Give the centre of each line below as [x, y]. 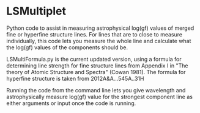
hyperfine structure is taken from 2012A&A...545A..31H [75, 78]
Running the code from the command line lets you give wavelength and [96, 90]
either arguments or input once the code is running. [71, 103]
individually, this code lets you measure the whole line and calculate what [99, 41]
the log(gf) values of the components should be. [67, 47]
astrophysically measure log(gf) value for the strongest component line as [99, 97]
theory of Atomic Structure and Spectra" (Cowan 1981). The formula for [96, 72]
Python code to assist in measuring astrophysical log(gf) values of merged [100, 28]
